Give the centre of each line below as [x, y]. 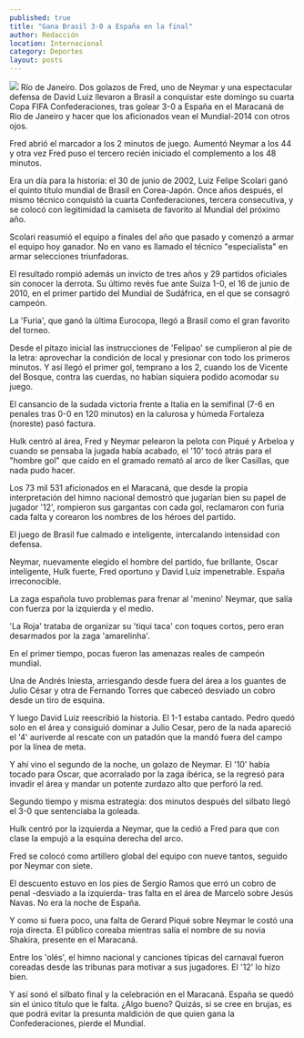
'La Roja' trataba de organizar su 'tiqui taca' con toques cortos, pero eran [147, 626]
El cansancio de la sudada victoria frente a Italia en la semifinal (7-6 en [142, 404]
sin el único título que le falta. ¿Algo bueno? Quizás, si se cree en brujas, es [151, 1004]
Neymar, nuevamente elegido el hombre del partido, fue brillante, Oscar [144, 562]
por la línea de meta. [48, 747]
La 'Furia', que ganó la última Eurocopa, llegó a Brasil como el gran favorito [150, 321]
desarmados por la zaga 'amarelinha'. [80, 636]
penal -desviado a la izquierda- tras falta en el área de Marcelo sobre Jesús [152, 893]
